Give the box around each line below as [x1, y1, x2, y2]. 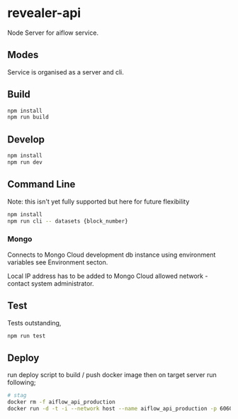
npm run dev [7, 159, 42, 166]
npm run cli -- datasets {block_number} [7, 218, 129, 225]
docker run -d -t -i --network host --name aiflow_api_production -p [7, 405, 217, 412]
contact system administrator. [7, 279, 94, 288]
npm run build [7, 113, 50, 121]
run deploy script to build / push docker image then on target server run [7, 371, 217, 379]
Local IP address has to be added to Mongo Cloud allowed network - [7, 272, 208, 280]
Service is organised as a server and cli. [7, 67, 124, 76]
